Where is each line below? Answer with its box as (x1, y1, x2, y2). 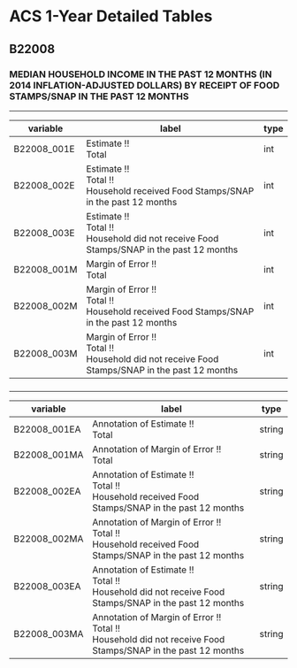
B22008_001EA (13, 423, 81, 435)
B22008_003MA (13, 627, 84, 640)
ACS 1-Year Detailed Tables (9, 6, 213, 27)
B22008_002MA (13, 533, 84, 545)
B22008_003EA (13, 580, 81, 592)
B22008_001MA (13, 449, 84, 461)
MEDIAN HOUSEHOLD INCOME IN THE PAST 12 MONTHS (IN (9, 68, 272, 81)
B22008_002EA (13, 485, 81, 497)
